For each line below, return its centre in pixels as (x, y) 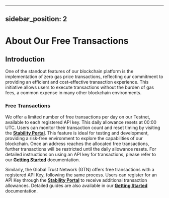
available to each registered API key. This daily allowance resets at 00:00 (81, 122)
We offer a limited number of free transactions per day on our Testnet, (78, 117)
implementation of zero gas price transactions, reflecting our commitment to (84, 77)
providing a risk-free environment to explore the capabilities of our (74, 138)
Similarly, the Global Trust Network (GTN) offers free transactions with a (80, 169)
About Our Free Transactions (67, 41)
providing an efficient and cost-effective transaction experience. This (77, 82)
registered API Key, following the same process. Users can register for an (81, 175)
